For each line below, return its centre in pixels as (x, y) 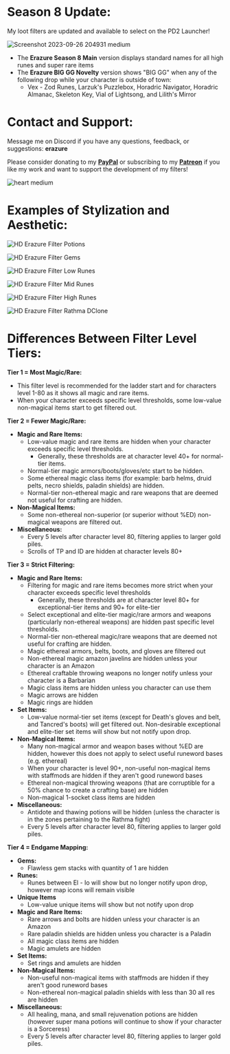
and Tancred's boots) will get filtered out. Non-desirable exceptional (124, 724)
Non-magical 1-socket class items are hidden (91, 797)
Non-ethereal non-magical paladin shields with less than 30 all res (121, 992)
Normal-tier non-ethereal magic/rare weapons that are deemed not (122, 636)
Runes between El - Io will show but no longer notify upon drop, (117, 883)
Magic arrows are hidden (62, 695)
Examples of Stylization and (89, 210)
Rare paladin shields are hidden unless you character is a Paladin (119, 934)
